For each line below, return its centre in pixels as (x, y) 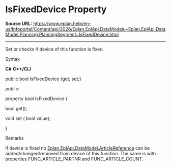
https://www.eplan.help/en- (62, 23)
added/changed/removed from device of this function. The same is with (81, 153)
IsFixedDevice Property (56, 9)
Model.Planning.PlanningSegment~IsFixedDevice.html (62, 34)
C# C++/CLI (18, 69)
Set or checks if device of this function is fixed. (55, 49)
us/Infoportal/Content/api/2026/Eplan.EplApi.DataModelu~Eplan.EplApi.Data (85, 29)
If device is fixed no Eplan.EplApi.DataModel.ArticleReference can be (78, 148)
